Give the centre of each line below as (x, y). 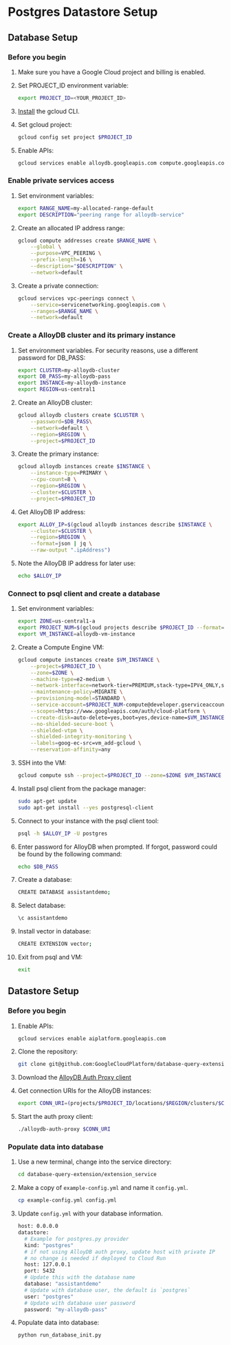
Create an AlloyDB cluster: (55, 403)
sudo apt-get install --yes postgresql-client (86, 807)
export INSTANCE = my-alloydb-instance (72, 383)
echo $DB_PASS (38, 867)
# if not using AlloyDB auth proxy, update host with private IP (120, 1252)
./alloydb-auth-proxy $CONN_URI (64, 1129)
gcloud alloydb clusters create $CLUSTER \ (81, 415)
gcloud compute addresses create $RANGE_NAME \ (87, 241)
